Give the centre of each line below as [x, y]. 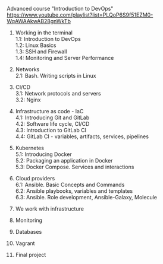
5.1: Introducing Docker [43, 154]
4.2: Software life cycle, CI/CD [52, 124]
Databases [29, 232]
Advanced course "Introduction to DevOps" [60, 9]
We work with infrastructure [49, 209]
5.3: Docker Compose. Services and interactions [75, 167]
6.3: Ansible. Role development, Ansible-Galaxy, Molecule [86, 197]
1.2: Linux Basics [36, 45]
